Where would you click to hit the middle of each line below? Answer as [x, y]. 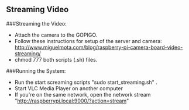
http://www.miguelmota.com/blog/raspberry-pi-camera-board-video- [99, 47]
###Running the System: [36, 71]
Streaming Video [37, 10]
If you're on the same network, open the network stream [83, 94]
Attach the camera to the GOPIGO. [56, 35]
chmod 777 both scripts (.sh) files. [56, 59]
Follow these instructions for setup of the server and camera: [88, 41]
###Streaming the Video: [36, 23]
